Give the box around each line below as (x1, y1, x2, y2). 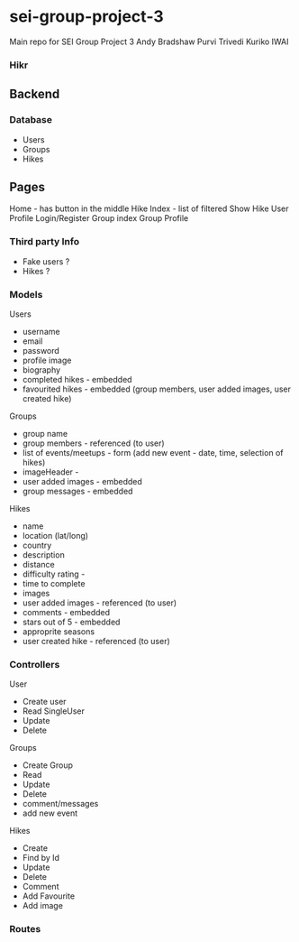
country (22, 540, 52, 550)
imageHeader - (22, 466, 79, 477)
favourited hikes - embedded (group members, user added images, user (22, 383, 291, 394)
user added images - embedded (22, 476, 142, 486)
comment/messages (22, 799, 99, 809)
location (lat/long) (22, 530, 88, 540)
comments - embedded (22, 606, 111, 617)
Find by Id (22, 853, 60, 863)
